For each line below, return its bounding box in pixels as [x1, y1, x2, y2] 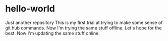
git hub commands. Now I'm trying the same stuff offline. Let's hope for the [5, 24, 162, 30]
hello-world [5, 3, 55, 14]
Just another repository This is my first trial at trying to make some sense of [5, 19, 163, 25]
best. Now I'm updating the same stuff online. [5, 30, 100, 36]
